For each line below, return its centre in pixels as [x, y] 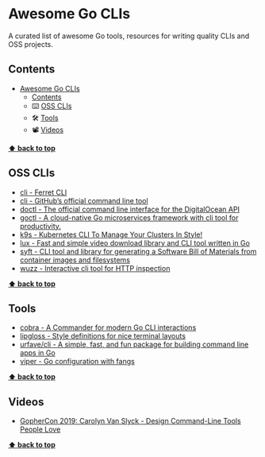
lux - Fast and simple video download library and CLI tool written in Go [134, 242]
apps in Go [37, 353]
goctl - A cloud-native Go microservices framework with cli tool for [129, 217]
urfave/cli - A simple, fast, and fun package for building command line [134, 345]
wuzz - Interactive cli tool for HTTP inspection [95, 268]
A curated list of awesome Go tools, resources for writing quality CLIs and [129, 36]
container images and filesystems [75, 260]
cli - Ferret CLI [43, 192]
